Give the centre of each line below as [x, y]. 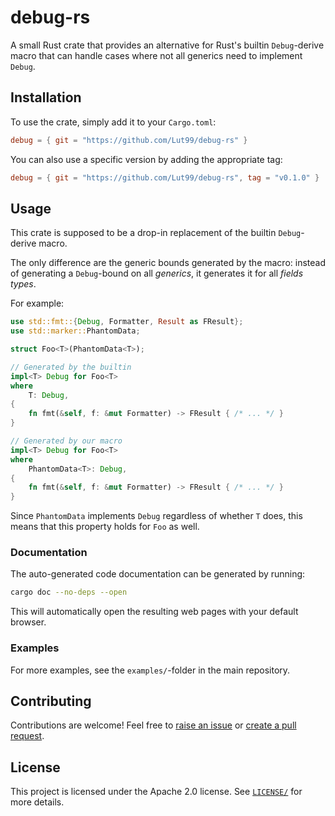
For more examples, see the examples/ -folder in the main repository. [150, 670]
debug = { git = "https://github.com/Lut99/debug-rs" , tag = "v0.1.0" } [165, 177]
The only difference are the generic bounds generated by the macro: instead [168, 263]
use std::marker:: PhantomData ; [75, 331]
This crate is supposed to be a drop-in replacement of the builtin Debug [156, 233]
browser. [28, 622]
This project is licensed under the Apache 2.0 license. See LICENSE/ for [156, 792]
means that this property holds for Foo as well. [105, 527]
